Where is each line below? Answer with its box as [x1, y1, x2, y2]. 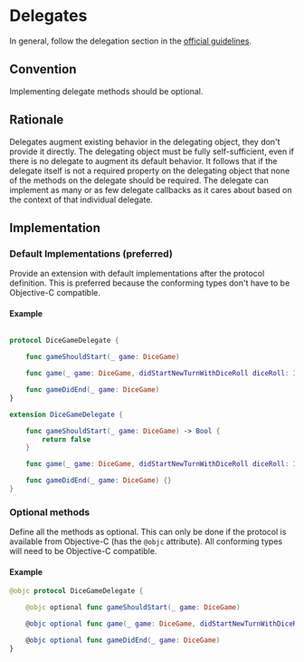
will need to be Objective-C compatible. [9, 546, 157, 557]
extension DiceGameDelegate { [9, 410, 124, 419]
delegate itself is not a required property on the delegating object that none [9, 165, 290, 176]
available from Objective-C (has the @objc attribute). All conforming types [9, 536, 283, 547]
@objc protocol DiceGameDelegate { [9, 587, 144, 596]
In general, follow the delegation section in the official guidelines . [9, 35, 252, 46]
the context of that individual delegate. [9, 194, 154, 205]
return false [42, 434, 91, 444]
